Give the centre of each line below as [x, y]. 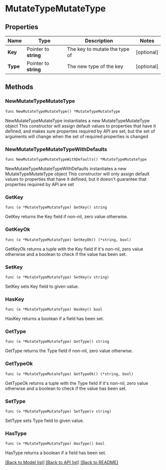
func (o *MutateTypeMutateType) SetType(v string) [58, 412]
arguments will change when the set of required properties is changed [77, 136]
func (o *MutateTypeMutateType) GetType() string [57, 342]
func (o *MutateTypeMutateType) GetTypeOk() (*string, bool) [69, 374]
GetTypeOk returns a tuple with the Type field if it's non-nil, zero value [77, 383]
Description [99, 41]
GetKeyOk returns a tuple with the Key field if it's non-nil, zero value [74, 249]
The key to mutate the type [98, 49]
